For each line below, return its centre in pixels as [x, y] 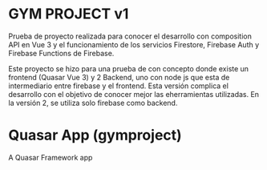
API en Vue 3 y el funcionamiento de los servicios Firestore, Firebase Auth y [134, 44]
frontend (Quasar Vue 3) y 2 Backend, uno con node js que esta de [119, 77]
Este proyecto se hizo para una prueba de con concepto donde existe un [129, 68]
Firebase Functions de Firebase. [61, 53]
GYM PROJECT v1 [69, 14]
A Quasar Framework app [51, 157]
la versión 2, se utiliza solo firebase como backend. [93, 103]
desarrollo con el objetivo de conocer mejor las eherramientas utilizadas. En [133, 94]
